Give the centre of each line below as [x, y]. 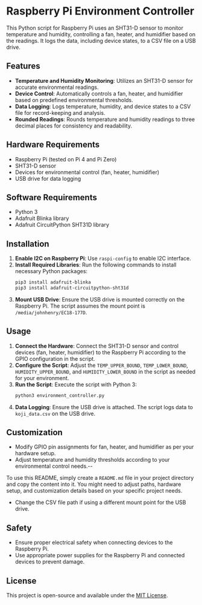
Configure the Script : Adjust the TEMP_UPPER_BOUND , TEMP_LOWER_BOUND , [101, 365]
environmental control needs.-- [54, 466]
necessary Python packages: [51, 271]
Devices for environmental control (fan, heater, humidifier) [87, 172]
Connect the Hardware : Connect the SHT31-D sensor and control [97, 346]
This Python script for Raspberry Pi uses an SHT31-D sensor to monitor [95, 28]
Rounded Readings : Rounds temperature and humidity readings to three [105, 119]
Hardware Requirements [53, 145]
